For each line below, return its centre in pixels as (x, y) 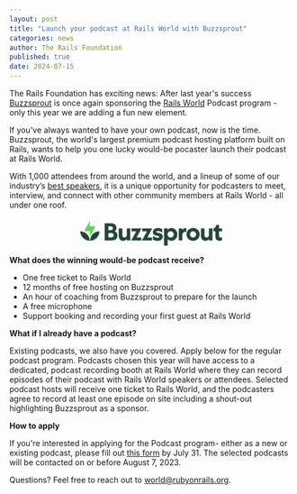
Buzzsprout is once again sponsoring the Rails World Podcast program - (143, 103)
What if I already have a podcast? (73, 334)
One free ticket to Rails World (76, 278)
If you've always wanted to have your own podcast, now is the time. (135, 130)
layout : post (34, 19)
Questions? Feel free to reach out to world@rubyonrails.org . (120, 480)
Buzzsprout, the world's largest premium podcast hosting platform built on (147, 139)
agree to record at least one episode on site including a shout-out (130, 399)
